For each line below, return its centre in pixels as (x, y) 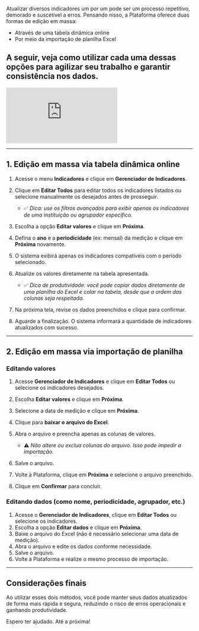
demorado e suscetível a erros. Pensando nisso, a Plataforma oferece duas (98, 15)
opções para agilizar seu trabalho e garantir (88, 67)
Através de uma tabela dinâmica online (62, 33)
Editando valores (31, 368)
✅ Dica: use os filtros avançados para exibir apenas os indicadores (106, 208)
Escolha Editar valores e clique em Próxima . (69, 399)
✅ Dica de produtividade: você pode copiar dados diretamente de (104, 285)
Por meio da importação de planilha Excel (65, 39)
